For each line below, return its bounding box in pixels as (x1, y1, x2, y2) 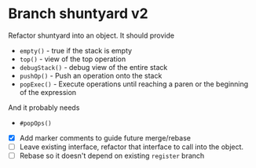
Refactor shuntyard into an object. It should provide (8, 31, 175, 40)
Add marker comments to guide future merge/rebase (19, 133, 191, 142)
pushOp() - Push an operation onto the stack (19, 71, 163, 80)
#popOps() (19, 119, 53, 127)
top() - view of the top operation (19, 54, 126, 64)
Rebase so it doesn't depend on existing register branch (19, 151, 205, 161)
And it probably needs (8, 103, 80, 112)
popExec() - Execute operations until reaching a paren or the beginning (19, 79, 249, 89)
